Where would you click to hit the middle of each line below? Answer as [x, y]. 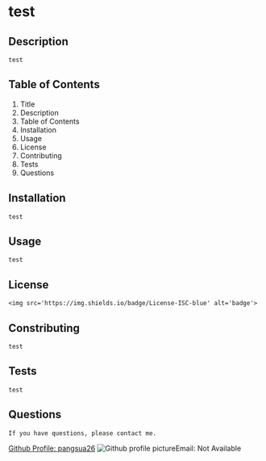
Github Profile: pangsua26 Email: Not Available [125, 448]
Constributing [44, 328]
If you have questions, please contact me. [83, 433]
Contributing [41, 155]
